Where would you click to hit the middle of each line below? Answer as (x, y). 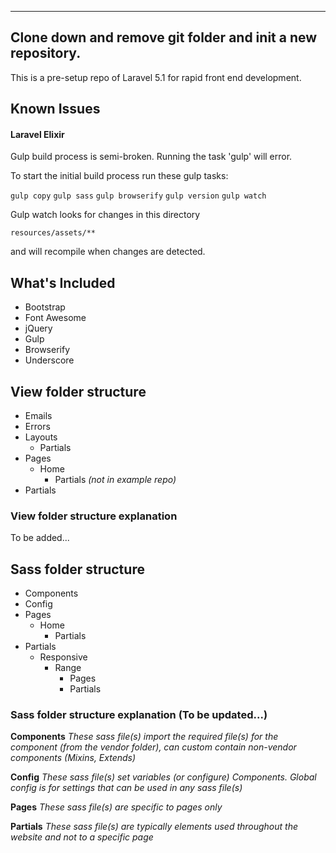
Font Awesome (55, 318)
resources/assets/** (53, 233)
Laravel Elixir (37, 134)
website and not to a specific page (82, 837)
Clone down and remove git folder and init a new (164, 37)
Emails (38, 416)
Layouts (41, 437)
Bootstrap (45, 307)
